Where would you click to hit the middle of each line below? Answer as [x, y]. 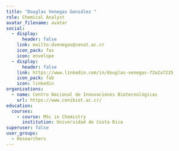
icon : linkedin [36, 84]
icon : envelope [36, 56]
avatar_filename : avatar [37, 23]
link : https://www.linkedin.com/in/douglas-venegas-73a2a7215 [95, 73]
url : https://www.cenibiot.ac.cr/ [59, 100]
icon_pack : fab [36, 78]
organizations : [25, 89]
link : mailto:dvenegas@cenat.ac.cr [61, 45]
